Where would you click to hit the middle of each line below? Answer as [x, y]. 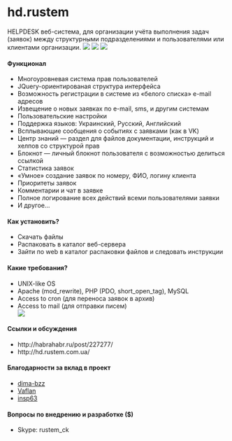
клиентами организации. [44, 47]
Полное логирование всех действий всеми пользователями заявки [118, 198]
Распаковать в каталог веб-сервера [71, 244]
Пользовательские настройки [62, 116]
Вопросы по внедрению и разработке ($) [71, 414]
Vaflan [27, 391]
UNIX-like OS [36, 283]
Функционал [27, 63]
